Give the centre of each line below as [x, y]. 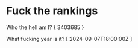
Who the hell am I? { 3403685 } [45, 27]
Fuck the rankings [52, 11]
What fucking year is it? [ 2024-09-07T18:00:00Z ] [69, 39]
